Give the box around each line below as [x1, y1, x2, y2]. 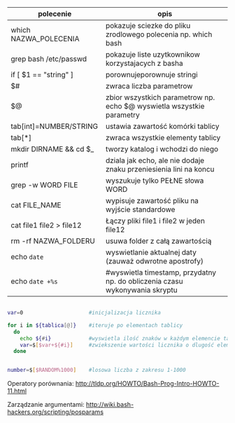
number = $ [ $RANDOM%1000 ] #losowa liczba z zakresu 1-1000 [7, 367, 187, 374]
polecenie [38, 9, 72, 18]
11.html [7, 387, 27, 395]
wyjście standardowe [105, 204, 176, 214]
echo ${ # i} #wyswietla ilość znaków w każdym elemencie [20, 335, 220, 342]
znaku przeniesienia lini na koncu [105, 165, 215, 174]
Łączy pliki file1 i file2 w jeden [105, 216, 205, 226]
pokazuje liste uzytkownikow [105, 50, 201, 59]
